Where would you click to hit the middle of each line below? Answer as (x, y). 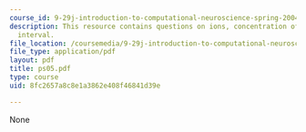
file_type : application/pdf (63, 52)
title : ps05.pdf (40, 69)
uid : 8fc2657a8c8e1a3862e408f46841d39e (85, 86)
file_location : (38, 43)
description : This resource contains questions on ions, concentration (148, 26)
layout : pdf (32, 60)
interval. (36, 35)
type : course (34, 77)
